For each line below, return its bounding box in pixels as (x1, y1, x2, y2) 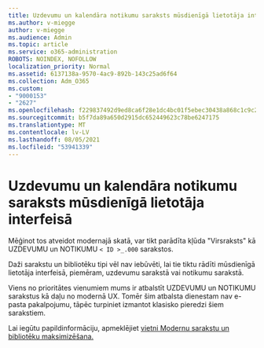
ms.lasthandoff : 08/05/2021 (8, 135, 101, 144)
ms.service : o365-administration (8, 48, 118, 56)
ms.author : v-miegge (8, 19, 76, 27)
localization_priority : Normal (8, 63, 111, 71)
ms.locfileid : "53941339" (8, 143, 93, 151)
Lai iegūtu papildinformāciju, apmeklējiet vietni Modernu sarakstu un (8, 324, 229, 333)
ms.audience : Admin (8, 33, 72, 42)
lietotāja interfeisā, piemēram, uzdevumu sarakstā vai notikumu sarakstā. (8, 268, 244, 277)
